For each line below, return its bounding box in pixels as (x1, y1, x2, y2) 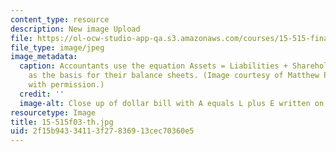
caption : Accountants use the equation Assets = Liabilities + (19, 61, 288, 71)
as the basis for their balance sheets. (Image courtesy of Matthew (28, 71, 320, 81)
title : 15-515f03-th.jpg (10, 117, 114, 127)
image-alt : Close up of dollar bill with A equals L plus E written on (19, 98, 325, 108)
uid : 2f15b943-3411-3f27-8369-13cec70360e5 (10, 126, 195, 136)
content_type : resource (10, 14, 110, 25)
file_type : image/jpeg (10, 42, 105, 53)
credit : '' (19, 89, 65, 99)
